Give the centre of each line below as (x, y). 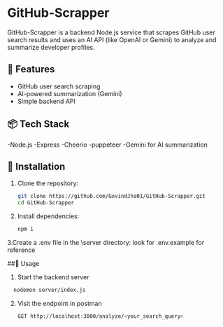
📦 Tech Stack (38, 124)
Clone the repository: (48, 183)
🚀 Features (31, 69)
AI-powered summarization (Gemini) (70, 93)
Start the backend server (53, 277)
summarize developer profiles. (51, 47)
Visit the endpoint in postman (60, 303)
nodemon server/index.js (50, 290)
